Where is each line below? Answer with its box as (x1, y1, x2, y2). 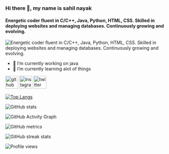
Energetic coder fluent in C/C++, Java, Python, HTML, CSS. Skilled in (5, 17, 155, 24)
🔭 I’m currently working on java (12, 60, 78, 67)
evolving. (5, 28, 26, 34)
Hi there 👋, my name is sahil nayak (5, 5, 92, 12)
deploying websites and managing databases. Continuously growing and (5, 23, 164, 29)
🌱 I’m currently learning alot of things (12, 66, 91, 72)
